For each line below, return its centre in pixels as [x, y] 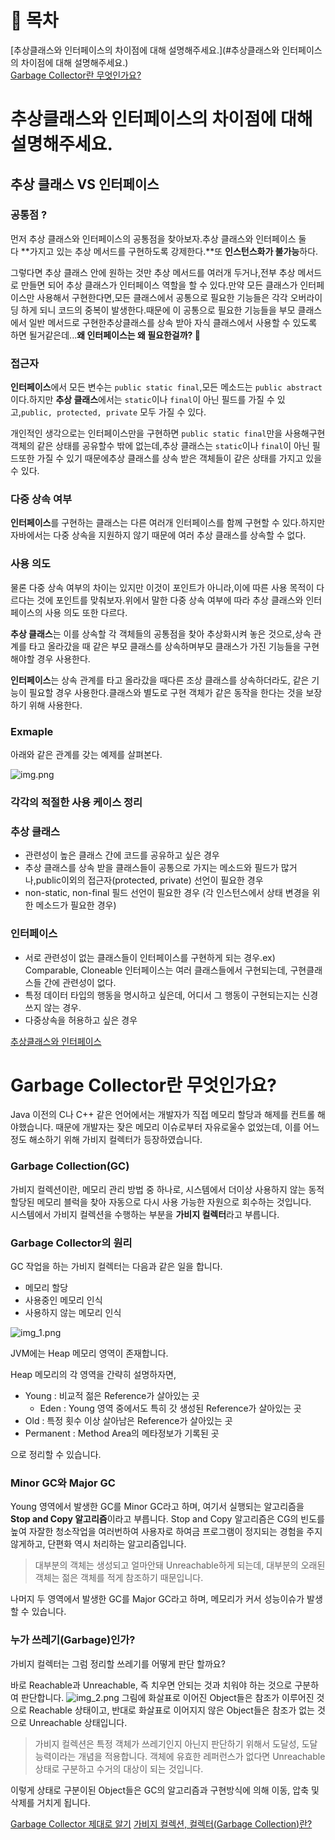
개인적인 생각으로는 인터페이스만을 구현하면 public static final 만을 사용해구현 [168, 433]
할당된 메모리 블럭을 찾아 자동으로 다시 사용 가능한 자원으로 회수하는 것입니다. [161, 1202]
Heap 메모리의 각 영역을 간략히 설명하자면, [93, 1375]
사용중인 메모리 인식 [63, 1300]
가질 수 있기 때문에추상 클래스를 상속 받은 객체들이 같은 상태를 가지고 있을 [179, 458]
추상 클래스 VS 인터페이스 [85, 184]
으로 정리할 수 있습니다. [56, 1455]
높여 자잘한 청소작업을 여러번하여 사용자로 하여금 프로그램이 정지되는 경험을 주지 [166, 1532]
